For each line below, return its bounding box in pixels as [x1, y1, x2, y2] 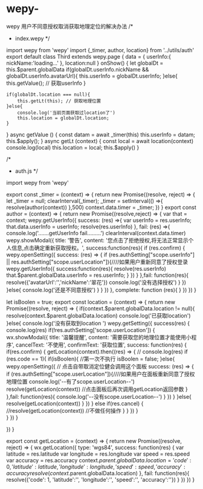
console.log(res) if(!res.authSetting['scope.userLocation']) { [6, 326, 155, 333]
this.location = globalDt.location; [17, 115, 110, 121]
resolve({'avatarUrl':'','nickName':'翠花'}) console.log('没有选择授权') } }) [6, 278, 186, 286]
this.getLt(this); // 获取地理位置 [17, 98, 101, 104]
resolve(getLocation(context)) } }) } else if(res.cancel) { [6, 399, 144, 407]
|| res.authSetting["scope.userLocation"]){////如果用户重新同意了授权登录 [6, 258, 188, 265]
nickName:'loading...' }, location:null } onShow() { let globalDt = [6, 59, 164, 67]
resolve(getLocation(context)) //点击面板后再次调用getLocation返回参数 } [6, 385, 188, 393]
